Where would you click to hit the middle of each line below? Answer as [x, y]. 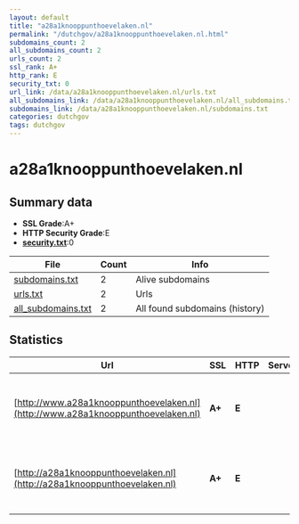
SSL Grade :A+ [48, 223]
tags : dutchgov [37, 126]
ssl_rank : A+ [33, 68]
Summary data [51, 202]
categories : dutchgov [49, 117]
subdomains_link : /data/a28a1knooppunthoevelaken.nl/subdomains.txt [139, 109]
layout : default [39, 17]
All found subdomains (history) [200, 308]
